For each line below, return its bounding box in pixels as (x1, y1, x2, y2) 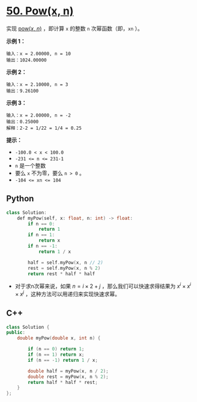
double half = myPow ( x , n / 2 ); (28, 368, 109, 374)
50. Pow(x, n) (6, 4, 74, 18)
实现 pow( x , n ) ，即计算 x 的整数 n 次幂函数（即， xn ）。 (6, 25, 143, 32)
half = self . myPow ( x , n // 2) (28, 260, 103, 266)
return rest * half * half (28, 270, 95, 277)
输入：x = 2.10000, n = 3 (6, 81, 68, 88)
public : (6, 329, 26, 336)
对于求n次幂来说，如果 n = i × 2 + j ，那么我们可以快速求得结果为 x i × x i (14, 281, 191, 290)
